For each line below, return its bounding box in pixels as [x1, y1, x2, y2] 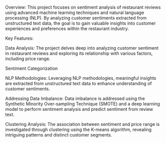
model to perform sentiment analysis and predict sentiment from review [5, 106, 153, 112]
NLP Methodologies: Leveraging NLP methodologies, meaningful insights [5, 75, 156, 81]
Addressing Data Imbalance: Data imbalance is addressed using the [5, 95, 145, 101]
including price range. [5, 56, 51, 62]
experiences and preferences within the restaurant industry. [5, 26, 129, 32]
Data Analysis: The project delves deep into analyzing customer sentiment [5, 45, 159, 51]
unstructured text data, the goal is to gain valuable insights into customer [5, 20, 156, 26]
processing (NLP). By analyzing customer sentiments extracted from [5, 15, 147, 21]
